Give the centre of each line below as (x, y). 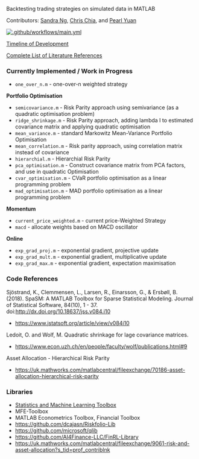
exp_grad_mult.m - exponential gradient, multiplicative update (91, 257)
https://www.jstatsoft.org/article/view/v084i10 (72, 323)
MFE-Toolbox (31, 411)
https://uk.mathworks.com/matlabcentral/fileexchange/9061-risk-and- (102, 443)
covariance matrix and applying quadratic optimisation (83, 127)
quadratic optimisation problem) (55, 114)
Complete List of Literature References (54, 55)
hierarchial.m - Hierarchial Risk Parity (62, 159)
